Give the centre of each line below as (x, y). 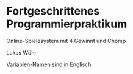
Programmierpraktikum (67, 24)
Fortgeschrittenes (53, 11)
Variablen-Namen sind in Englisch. (50, 64)
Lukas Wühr (21, 52)
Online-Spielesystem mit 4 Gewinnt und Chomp (66, 41)
